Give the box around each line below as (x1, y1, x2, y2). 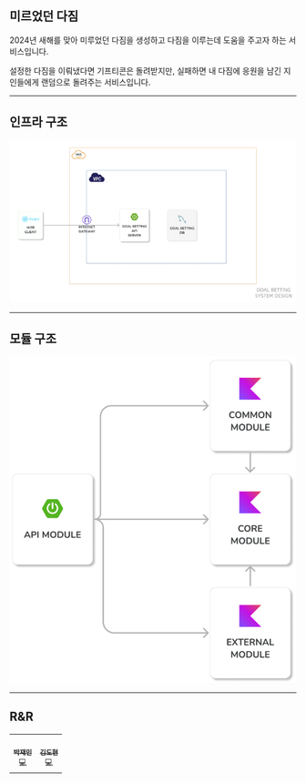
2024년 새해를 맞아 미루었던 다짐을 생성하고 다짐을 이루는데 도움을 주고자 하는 (9, 35, 287, 46)
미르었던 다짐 (9, 8, 79, 25)
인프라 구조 (9, 115, 68, 130)
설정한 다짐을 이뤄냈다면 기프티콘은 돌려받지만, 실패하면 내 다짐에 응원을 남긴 (9, 65, 282, 76)
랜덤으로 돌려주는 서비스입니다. (40, 76, 151, 87)
